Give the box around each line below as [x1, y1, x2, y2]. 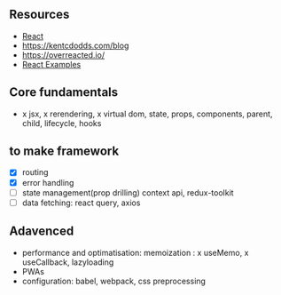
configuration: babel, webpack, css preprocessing [21, 275, 207, 286]
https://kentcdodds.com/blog [21, 40, 129, 51]
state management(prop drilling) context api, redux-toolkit [21, 187, 234, 198]
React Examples [21, 59, 82, 69]
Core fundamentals [9, 84, 119, 100]
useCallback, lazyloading [21, 257, 114, 267]
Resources [9, 7, 70, 22]
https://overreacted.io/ [21, 49, 105, 60]
